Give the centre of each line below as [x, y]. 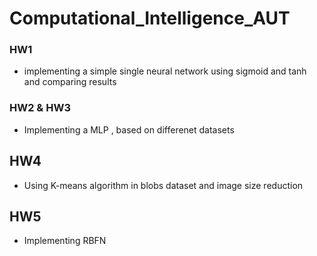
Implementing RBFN [65, 241]
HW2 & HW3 [40, 108]
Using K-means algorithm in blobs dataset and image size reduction [163, 185]
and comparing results [70, 82]
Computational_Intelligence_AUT [150, 18]
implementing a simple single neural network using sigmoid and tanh [165, 71]
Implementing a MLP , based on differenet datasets [129, 129]
